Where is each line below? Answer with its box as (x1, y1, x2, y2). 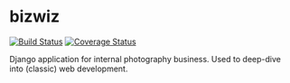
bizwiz (9, 6, 61, 27)
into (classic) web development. (9, 63, 128, 74)
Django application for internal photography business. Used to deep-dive (9, 53, 282, 64)
